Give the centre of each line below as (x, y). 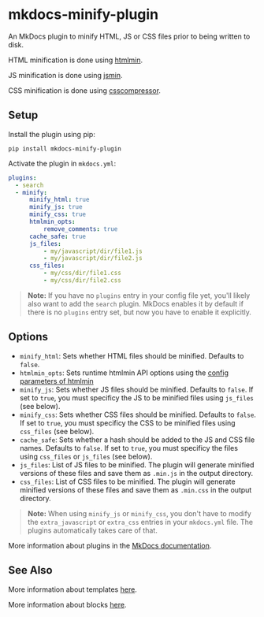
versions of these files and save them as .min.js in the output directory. (136, 473)
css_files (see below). (57, 431)
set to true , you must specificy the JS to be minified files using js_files (137, 398)
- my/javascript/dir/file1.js (93, 251)
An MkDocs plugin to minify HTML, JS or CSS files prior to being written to (129, 36)
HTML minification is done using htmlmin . (76, 60)
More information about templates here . (73, 589)
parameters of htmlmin (57, 381)
